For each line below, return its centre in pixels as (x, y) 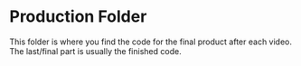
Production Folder (78, 17)
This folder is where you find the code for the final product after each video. (150, 42)
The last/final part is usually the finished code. (96, 51)
